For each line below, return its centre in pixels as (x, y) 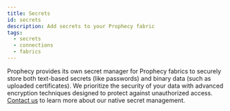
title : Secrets (29, 13)
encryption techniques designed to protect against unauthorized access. (110, 92)
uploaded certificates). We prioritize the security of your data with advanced (115, 86)
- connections (33, 45)
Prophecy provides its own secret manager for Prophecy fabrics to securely (114, 71)
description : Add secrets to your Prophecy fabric (81, 26)
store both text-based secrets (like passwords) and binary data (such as (109, 78)
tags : (15, 33)
